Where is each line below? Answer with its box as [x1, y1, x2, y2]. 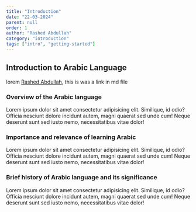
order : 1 [6, 25, 27, 31]
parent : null [6, 19, 38, 25]
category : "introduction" [6, 36, 69, 41]
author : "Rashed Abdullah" [6, 30, 72, 36]
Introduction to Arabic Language [6, 62, 127, 73]
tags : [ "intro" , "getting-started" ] [6, 41, 95, 47]
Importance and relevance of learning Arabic [6, 133, 136, 141]
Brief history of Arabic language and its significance [6, 173, 157, 182]
